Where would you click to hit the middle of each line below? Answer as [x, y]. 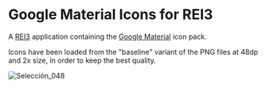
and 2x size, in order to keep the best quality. [82, 60]
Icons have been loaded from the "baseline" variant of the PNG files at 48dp [133, 52]
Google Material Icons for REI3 [111, 15]
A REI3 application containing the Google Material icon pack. [108, 36]
